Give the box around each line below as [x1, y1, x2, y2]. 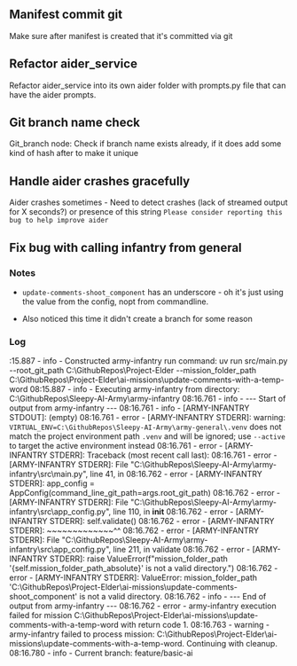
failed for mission [9, 610, 73, 621]
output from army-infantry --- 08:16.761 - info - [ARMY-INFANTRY [9, 403, 250, 413]
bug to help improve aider [9, 216, 109, 225]
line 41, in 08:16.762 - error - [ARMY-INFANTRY [90, 469, 263, 480]
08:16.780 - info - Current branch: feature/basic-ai [9, 647, 193, 659]
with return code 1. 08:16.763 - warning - [121, 620, 270, 631]
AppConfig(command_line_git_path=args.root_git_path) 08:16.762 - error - [9, 488, 281, 498]
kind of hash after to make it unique [9, 148, 139, 159]
